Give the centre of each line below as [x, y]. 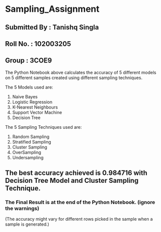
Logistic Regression [32, 102]
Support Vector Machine [37, 112]
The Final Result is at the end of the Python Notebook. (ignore [80, 203]
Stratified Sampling [32, 142]
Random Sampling [31, 137]
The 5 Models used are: [29, 87]
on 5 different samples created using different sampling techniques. [74, 78]
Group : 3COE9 [29, 61]
